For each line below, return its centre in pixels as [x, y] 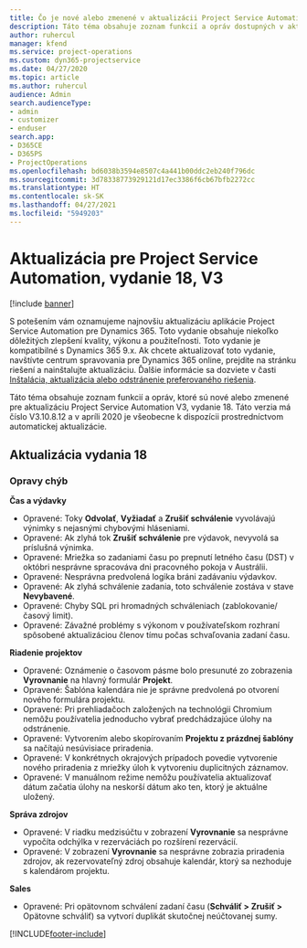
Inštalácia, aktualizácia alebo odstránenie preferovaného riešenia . [133, 379]
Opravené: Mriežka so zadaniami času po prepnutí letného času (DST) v [158, 558]
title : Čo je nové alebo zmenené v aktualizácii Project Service [136, 18]
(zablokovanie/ [250, 606]
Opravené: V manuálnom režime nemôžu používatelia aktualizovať [147, 777]
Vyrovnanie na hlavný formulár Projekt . [98, 680]
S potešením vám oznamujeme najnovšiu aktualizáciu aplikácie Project [143, 321]
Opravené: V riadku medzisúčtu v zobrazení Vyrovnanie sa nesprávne [155, 832]
